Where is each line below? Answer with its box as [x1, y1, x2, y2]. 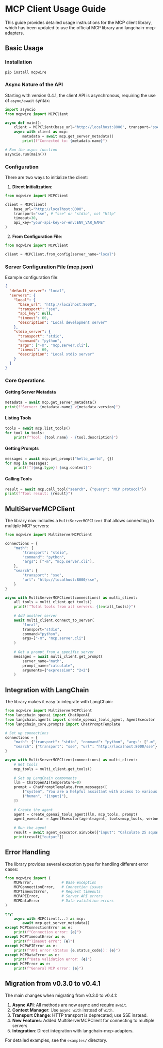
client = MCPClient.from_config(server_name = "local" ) [5, 252, 116, 257]
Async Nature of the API [5, 81, 63, 88]
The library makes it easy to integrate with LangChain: [5, 699, 113, 705]
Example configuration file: [5, 275, 59, 280]
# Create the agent [14, 807, 53, 812]
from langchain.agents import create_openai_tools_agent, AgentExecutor [5, 717, 155, 722]
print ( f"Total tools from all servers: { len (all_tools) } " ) [14, 604, 136, 609]
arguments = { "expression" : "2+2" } [22, 668, 90, 672]
